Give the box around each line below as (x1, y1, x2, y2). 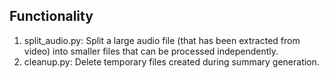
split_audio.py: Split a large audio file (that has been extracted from (23, 34, 301, 46)
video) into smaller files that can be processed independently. (23, 45, 279, 57)
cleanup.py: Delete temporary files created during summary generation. (23, 55, 320, 68)
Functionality (9, 8, 94, 25)
